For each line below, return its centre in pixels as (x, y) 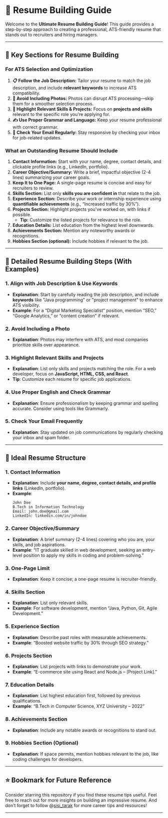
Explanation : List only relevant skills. (50, 603)
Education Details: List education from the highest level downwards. (83, 225)
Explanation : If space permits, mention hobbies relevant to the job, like (85, 754)
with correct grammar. (35, 127)
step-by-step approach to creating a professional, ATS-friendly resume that (83, 29)
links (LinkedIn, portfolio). (39, 488)
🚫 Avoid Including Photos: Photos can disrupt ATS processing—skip (83, 98)
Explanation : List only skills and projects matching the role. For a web (84, 369)
